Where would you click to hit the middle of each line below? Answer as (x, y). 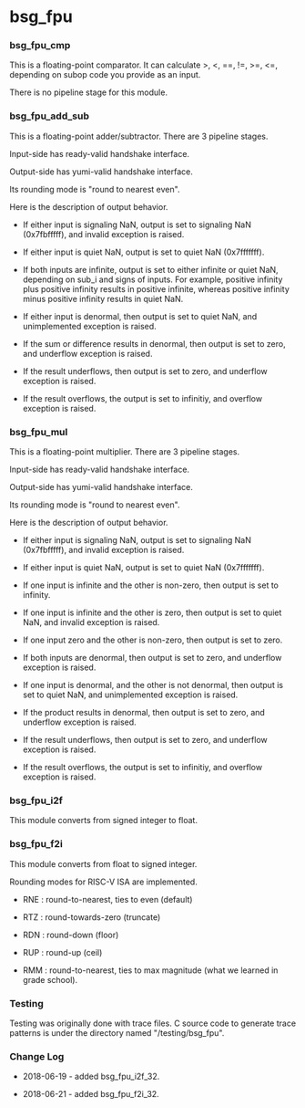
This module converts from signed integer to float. (104, 821)
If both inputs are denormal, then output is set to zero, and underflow (152, 658)
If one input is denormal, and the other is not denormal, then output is (153, 685)
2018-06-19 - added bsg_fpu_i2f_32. (91, 1077)
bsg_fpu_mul (39, 432)
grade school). (50, 979)
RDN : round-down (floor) (71, 935)
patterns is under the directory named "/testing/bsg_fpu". (117, 1032)
